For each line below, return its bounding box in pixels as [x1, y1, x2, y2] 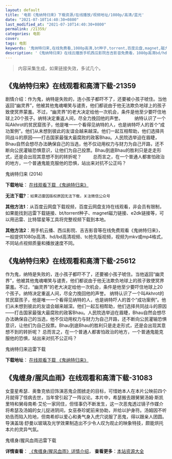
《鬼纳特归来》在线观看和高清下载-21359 [5, 81, 136, 90]
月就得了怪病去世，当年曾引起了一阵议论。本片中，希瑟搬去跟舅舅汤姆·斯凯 [5, 394, 164, 400]
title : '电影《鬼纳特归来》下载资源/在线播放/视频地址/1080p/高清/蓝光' [5, 12, 144, 17]
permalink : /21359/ [5, 27, 47, 32]
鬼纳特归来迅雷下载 [5, 346, 46, 352]
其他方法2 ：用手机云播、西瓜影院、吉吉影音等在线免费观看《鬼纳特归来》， [5, 227, 163, 234]
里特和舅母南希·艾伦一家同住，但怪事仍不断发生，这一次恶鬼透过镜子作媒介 [5, 401, 164, 407]
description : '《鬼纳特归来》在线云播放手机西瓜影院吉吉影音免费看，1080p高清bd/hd [5, 50, 167, 55]
